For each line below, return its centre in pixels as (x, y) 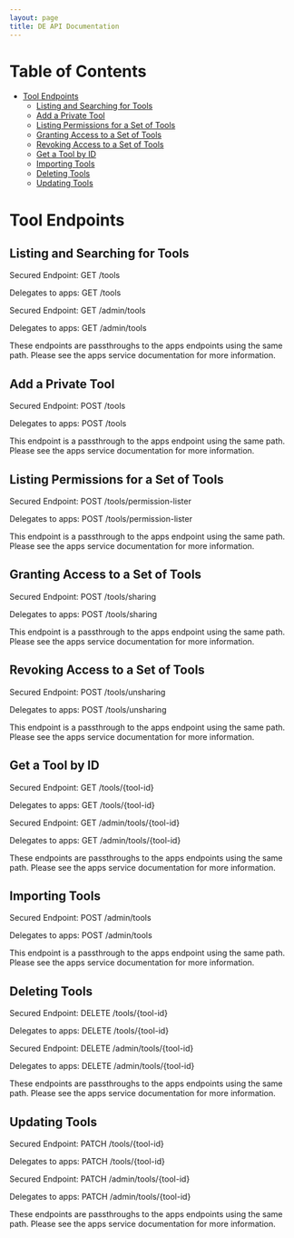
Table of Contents (78, 71)
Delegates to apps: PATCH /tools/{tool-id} (87, 1161)
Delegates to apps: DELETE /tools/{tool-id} (89, 1031)
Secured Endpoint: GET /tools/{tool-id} (82, 787)
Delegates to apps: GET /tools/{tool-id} (83, 804)
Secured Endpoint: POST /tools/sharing (83, 596)
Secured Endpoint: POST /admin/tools (80, 918)
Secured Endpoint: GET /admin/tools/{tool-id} (94, 823)
